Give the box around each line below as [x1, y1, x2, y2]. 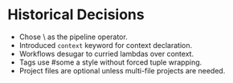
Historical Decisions [7, 6, 145, 24]
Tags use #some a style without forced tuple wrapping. [18, 57, 202, 67]
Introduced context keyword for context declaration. [18, 40, 193, 49]
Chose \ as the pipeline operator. [18, 32, 128, 41]
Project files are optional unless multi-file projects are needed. [18, 65, 226, 75]
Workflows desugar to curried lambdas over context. [18, 49, 194, 58]
